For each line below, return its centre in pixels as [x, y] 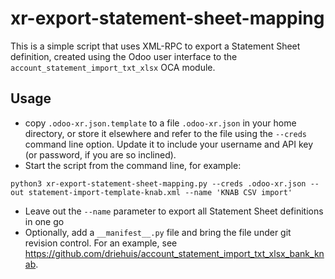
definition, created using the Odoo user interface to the [124, 56]
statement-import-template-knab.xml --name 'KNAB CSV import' [160, 192]
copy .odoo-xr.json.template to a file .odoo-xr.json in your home [160, 123]
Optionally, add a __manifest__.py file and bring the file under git [158, 232]
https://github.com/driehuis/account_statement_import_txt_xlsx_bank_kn [174, 253]
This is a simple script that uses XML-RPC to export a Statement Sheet [155, 46]
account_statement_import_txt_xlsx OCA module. [113, 67]
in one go [44, 221]
